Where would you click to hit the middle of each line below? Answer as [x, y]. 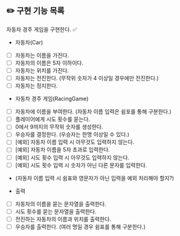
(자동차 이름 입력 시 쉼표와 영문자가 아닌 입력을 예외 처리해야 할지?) [95, 178]
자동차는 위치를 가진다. [42, 70]
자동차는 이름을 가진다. [42, 55]
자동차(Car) [29, 42]
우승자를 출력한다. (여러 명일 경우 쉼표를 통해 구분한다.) [80, 226]
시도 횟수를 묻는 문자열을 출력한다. [56, 211]
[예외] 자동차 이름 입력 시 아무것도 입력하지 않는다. [75, 142]
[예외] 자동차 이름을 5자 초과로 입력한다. [63, 150]
